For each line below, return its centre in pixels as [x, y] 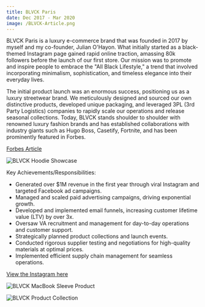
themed [16, 54]
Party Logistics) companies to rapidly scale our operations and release [95, 111]
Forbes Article [24, 149]
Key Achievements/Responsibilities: [51, 172]
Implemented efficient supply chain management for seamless [94, 256]
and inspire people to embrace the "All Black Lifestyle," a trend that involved [102, 67]
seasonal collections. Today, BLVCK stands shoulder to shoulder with [93, 117]
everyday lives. [25, 80]
